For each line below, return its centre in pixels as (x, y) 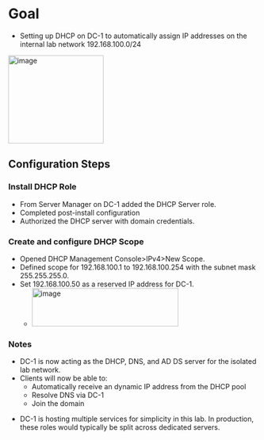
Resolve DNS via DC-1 (68, 395)
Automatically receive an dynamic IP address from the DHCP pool (139, 387)
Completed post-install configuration (80, 212)
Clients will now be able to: (63, 378)
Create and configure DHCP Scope (76, 241)
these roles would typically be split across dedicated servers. (120, 427)
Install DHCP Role (42, 187)
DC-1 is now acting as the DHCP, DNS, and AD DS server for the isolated (138, 362)
